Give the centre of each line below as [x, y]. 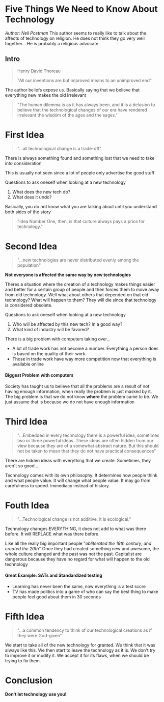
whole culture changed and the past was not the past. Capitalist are [73, 554]
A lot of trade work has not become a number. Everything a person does [85, 348]
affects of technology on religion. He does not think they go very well [75, 38]
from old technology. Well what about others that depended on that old [77, 295]
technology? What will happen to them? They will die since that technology [81, 300]
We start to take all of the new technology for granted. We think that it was [80, 645]
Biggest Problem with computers [39, 375]
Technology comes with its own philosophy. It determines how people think [81, 475]
